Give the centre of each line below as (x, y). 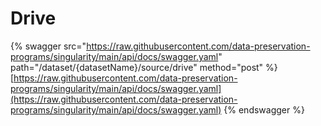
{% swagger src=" (48, 46)
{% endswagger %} (264, 109)
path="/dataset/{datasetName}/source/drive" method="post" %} (144, 67)
